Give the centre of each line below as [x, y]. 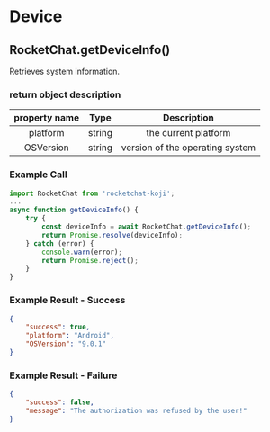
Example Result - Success [67, 301]
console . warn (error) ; [82, 252]
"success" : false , [60, 402]
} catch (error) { [60, 243]
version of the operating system [189, 148]
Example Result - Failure [63, 375]
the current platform [189, 133]
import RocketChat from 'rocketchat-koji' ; [92, 193]
